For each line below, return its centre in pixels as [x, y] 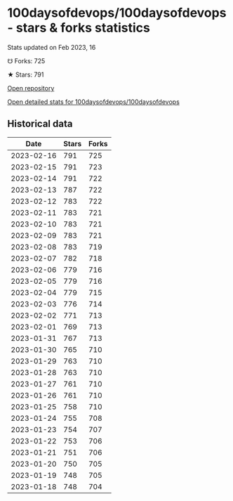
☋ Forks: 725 [26, 60]
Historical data [40, 124]
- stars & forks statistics [79, 28]
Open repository [31, 88]
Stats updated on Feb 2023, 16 [52, 47]
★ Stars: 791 [26, 74]
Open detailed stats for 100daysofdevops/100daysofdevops [94, 102]
